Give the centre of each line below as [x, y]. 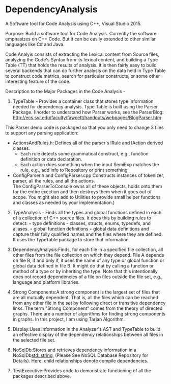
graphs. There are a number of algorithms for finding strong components [89, 313]
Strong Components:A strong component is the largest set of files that [86, 292]
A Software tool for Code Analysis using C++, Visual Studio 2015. [74, 24]
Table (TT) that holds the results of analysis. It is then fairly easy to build [81, 65]
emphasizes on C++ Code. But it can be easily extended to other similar [81, 39]
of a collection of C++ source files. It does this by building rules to [82, 218]
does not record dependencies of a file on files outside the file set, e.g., [88, 277]
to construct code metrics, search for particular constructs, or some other [83, 76]
